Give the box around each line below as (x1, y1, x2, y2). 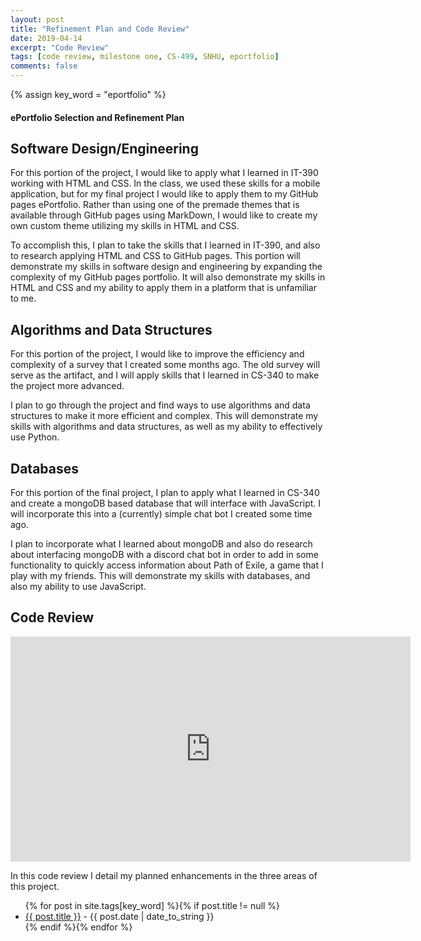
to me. (10, 292, 37, 305)
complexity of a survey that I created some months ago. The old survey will (10, 359, 321, 371)
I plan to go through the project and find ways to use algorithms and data (10, 399, 311, 411)
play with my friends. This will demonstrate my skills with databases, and (10, 570, 311, 582)
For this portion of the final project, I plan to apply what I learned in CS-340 (10, 487, 320, 499)
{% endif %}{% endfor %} (24, 921, 133, 933)
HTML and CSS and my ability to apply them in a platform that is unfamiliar (10, 282, 317, 294)
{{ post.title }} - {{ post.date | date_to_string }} (24, 910, 215, 922)
